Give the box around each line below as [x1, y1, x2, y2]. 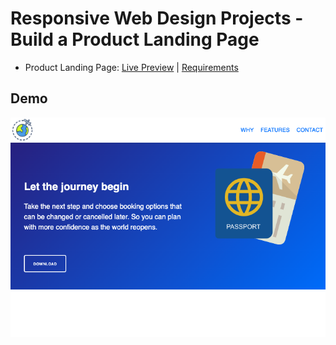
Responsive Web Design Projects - [10, 7, 304, 30]
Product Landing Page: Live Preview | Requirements [24, 61, 239, 73]
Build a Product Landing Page [10, 28, 260, 51]
